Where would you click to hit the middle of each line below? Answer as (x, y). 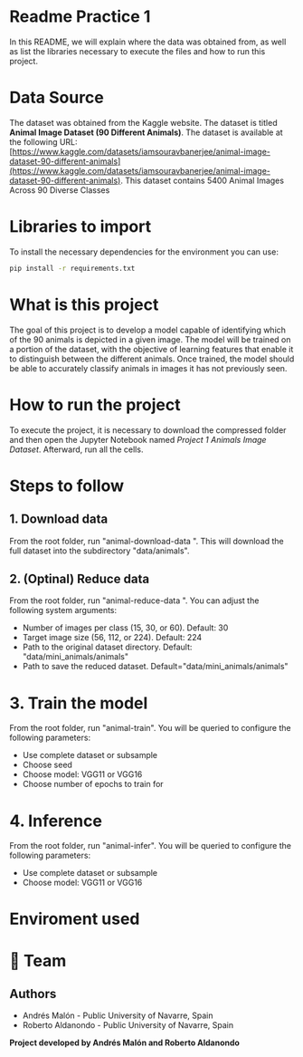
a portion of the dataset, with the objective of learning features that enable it (151, 349)
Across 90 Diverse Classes (60, 190)
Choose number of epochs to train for (93, 784)
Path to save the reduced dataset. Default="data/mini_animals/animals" (155, 667)
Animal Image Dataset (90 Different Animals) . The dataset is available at (146, 132)
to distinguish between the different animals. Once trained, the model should (152, 359)
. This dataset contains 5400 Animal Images (203, 180)
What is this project (84, 304)
